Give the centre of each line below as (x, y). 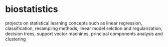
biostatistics (32, 9)
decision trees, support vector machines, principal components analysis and (84, 33)
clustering (16, 39)
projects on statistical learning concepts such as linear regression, (74, 23)
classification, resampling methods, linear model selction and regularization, (84, 28)
